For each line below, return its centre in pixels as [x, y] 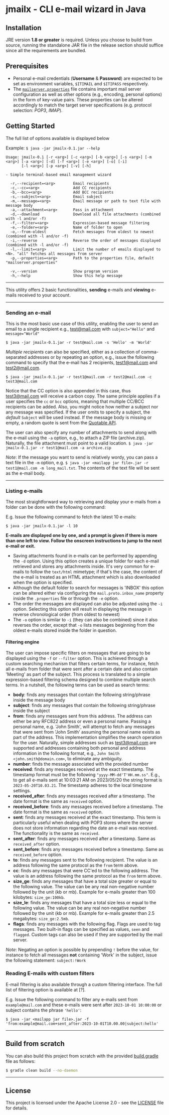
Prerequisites [27, 66]
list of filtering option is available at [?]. [46, 990]
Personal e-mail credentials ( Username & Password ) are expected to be [88, 78]
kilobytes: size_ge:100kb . [39, 897]
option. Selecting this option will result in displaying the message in [82, 609]
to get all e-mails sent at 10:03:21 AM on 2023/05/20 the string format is [88, 780]
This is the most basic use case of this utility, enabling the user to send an [82, 323]
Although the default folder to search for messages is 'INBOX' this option [88, 588]
